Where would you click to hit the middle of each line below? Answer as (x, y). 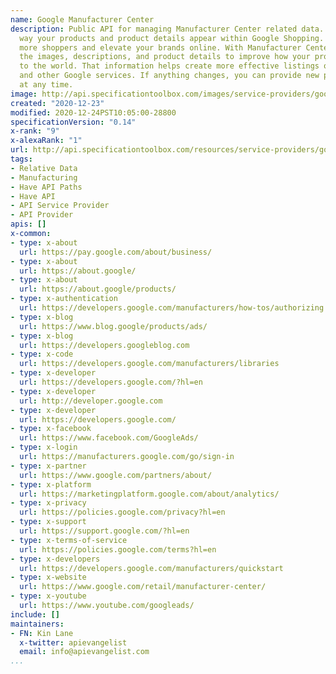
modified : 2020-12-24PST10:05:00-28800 (93, 112)
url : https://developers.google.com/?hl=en (111, 382)
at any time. (46, 85)
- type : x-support (48, 522)
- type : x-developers (55, 559)
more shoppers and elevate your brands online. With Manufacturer (160, 47)
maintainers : (37, 624)
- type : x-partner (48, 466)
